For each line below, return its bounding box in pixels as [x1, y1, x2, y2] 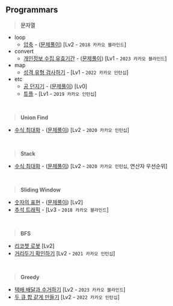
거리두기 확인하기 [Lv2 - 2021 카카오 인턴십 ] [14, 249, 115, 257]
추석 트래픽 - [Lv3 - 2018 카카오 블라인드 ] [14, 206, 109, 213]
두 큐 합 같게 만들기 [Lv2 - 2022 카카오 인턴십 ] [14, 293, 120, 301]
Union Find [20, 114, 49, 121]
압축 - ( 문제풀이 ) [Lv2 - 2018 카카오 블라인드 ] [23, 40, 127, 48]
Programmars [5, 5, 58, 15]
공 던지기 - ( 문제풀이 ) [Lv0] [23, 83, 88, 90]
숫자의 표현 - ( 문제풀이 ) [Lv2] [14, 198, 83, 205]
